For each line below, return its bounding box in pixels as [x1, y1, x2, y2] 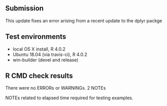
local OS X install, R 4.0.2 [12, 46, 66, 52]
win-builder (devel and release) [12, 57, 79, 63]
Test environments [5, 33, 66, 41]
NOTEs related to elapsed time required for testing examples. [5, 95, 133, 101]
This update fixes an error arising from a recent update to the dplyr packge [5, 17, 162, 23]
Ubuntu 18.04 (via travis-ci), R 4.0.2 [12, 51, 88, 58]
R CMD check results [5, 71, 73, 81]
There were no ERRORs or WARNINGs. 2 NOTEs [5, 85, 106, 91]
